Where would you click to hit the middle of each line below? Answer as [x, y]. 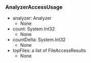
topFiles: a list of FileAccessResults [49, 51]
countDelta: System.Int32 [39, 40]
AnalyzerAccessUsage [34, 7]
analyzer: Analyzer [32, 18]
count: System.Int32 [34, 29]
